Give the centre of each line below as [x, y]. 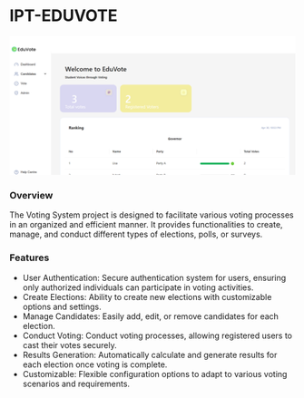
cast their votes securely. [70, 345]
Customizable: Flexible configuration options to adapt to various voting [155, 374]
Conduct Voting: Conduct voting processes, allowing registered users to [157, 335]
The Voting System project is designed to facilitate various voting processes [152, 215]
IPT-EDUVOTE [64, 16]
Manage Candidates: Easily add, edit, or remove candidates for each [151, 316]
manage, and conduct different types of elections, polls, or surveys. [136, 234]
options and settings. [62, 306]
